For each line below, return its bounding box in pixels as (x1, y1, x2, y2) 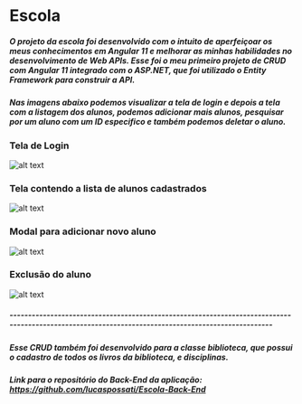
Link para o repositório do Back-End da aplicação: (9, 374, 203, 385)
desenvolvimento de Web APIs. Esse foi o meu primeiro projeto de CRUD (9, 55, 287, 66)
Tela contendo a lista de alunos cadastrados (9, 182, 207, 194)
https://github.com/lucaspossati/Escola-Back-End (9, 384, 206, 395)
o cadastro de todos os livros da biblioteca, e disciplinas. (9, 352, 229, 362)
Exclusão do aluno (9, 268, 92, 281)
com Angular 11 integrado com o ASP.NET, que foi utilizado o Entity (9, 64, 267, 75)
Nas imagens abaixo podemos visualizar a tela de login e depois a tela (9, 97, 280, 108)
